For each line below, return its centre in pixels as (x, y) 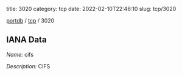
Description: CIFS (28, 66)
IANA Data (26, 40)
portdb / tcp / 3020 (30, 20)
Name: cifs (20, 54)
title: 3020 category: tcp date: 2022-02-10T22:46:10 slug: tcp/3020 (91, 9)
